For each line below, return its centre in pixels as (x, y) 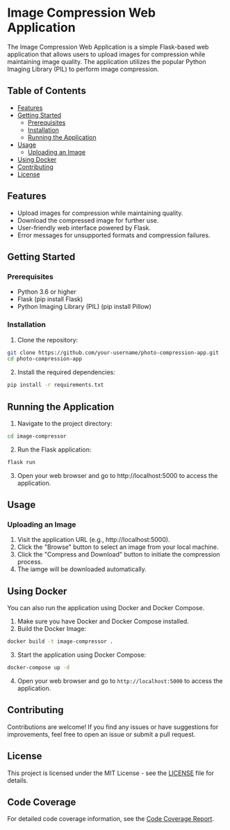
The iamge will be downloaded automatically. (82, 569)
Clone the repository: (48, 340)
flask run (22, 462)
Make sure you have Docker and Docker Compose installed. (103, 621)
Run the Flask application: (54, 449)
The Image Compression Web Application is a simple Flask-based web (108, 47)
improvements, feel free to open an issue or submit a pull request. (101, 734)
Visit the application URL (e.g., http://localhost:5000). (93, 540)
